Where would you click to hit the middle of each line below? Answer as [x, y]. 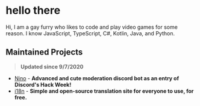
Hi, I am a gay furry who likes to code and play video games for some [92, 27]
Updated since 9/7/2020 [52, 66]
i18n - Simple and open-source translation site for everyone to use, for [104, 91]
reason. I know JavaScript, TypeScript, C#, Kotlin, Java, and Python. [90, 33]
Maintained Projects [44, 52]
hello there [33, 10]
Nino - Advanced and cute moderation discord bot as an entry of [97, 78]
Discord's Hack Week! [43, 84]
